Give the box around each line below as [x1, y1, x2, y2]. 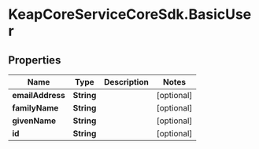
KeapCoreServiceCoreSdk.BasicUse [8, 5, 252, 24]
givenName [12, 115, 57, 126]
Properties [8, 53, 61, 67]
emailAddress [12, 90, 65, 100]
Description [103, 77, 150, 87]
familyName [12, 103, 59, 113]
